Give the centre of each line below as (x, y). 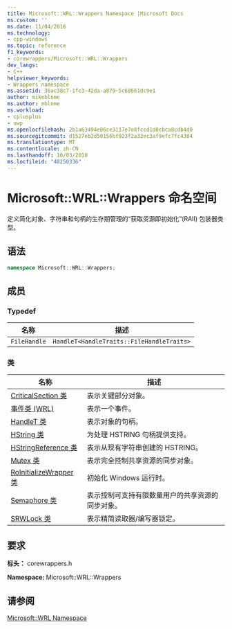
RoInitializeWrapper (42, 472)
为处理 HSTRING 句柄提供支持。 (139, 435)
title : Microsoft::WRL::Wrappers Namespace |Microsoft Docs (96, 14)
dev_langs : (23, 65)
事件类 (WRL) (32, 409)
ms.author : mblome (33, 104)
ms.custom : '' (28, 20)
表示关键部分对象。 (118, 396)
